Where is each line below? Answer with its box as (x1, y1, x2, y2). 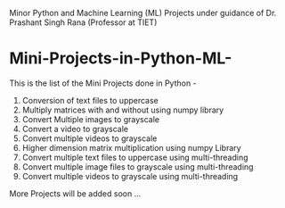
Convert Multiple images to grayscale (21, 113, 160, 124)
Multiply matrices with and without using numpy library (21, 104, 224, 115)
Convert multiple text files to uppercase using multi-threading (21, 152, 248, 162)
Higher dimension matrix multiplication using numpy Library (21, 142, 242, 153)
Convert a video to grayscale (21, 123, 129, 134)
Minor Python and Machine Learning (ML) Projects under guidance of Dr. (9, 8, 277, 18)
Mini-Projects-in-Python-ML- (9, 48, 232, 69)
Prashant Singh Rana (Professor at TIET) (9, 17, 158, 28)
